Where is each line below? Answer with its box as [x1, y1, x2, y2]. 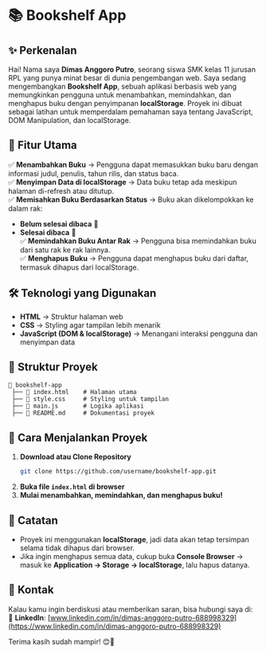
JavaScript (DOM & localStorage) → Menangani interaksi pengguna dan [19, 329, 258, 338]
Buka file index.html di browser [19, 482, 125, 491]
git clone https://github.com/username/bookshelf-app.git [19, 467, 217, 475]
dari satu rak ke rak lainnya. [19, 245, 111, 254]
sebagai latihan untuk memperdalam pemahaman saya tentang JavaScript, [8, 107, 253, 116]
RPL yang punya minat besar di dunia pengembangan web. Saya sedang [8, 73, 246, 82]
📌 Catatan [8, 514, 58, 527]
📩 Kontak [8, 583, 54, 597]
